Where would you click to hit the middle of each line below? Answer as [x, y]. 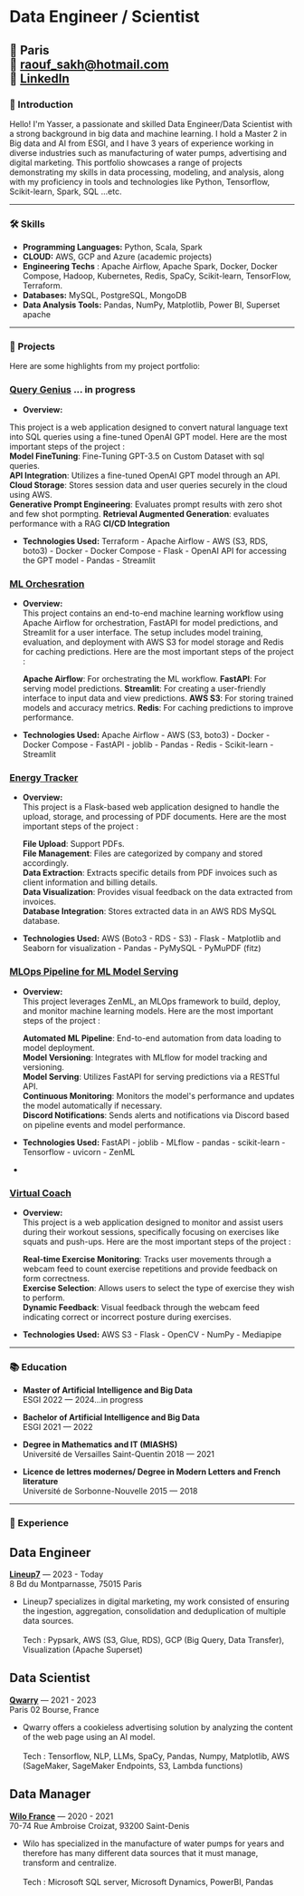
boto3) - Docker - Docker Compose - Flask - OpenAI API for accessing [154, 550]
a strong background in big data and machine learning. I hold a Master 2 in [148, 133]
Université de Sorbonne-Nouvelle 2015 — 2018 [110, 1491]
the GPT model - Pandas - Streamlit [89, 560]
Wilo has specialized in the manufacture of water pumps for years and [153, 1843]
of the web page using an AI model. [89, 1736]
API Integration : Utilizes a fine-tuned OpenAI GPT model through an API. [145, 475]
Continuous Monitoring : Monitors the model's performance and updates [158, 1095]
